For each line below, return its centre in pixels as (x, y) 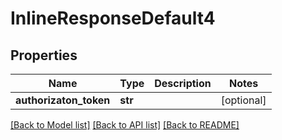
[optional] (243, 100)
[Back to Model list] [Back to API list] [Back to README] (125, 125)
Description (183, 83)
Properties (44, 55)
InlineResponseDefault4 (113, 18)
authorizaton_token (63, 100)
